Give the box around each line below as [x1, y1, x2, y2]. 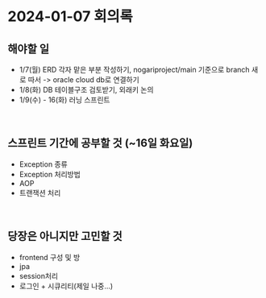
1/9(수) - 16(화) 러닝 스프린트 [19, 95, 110, 105]
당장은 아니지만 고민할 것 [7, 230, 123, 243]
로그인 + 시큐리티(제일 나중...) [19, 281, 114, 291]
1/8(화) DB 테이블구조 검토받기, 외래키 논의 [19, 85, 154, 94]
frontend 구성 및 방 [19, 252, 81, 262]
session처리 [19, 271, 58, 280]
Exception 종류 [19, 159, 68, 169]
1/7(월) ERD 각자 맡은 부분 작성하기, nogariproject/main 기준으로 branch [19, 65, 251, 74]
